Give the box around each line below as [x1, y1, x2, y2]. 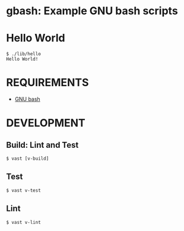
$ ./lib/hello [6, 51, 42, 57]
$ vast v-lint [6, 219, 42, 225]
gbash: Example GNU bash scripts [6, 4, 178, 18]
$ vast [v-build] [6, 156, 49, 162]
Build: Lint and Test [6, 140, 79, 150]
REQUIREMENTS [6, 76, 89, 90]
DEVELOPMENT [6, 116, 86, 130]
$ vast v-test [6, 187, 42, 194]
